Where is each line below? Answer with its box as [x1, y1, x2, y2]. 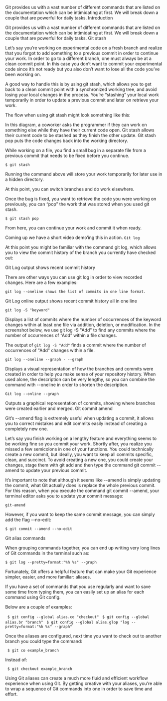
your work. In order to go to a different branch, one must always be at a [5, 55, 152, 61]
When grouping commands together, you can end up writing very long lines [5, 545, 161, 550]
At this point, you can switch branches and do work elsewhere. [5, 186, 135, 192]
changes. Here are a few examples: [5, 279, 78, 285]
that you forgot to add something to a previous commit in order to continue [5, 50, 159, 56]
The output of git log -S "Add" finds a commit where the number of [5, 342, 146, 348]
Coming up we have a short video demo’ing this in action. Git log [5, 234, 140, 240]
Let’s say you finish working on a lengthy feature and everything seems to [5, 435, 157, 441]
